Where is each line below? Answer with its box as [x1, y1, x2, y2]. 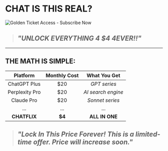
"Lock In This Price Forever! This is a [17, 130, 134, 138]
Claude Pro [11, 96, 37, 103]
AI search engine [83, 88, 123, 95]
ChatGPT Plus [7, 80, 41, 87]
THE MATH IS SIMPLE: [5, 57, 76, 66]
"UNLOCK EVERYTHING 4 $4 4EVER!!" [17, 34, 141, 43]
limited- [135, 130, 161, 138]
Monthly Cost [45, 72, 79, 79]
